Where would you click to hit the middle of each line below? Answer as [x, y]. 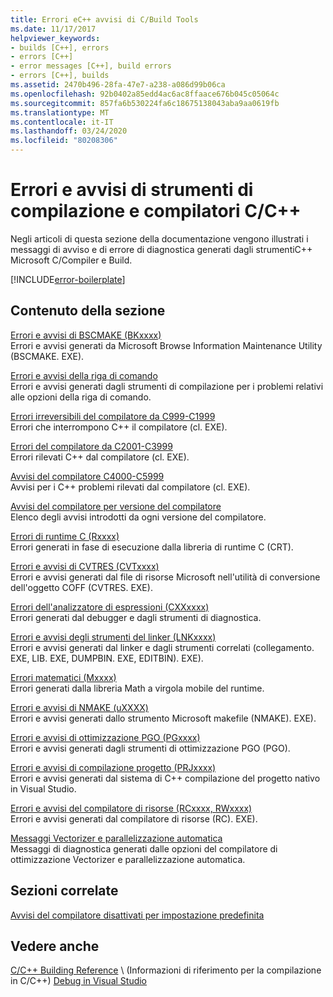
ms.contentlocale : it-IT [62, 122]
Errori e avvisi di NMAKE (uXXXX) [79, 707]
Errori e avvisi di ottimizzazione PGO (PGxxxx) [105, 737]
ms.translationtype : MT [60, 112]
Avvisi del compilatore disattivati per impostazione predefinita [137, 915]
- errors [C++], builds [60, 76]
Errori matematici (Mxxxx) [63, 677]
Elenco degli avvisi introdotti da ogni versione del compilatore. [138, 517]
